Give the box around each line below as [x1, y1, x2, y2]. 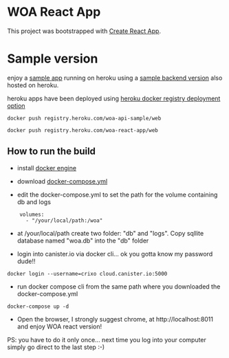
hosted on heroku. [7, 80, 59, 89]
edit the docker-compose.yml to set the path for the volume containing [17, 190, 218, 199]
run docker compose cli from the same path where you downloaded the [17, 282, 221, 291]
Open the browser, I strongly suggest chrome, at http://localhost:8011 [17, 315, 214, 323]
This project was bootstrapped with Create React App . [7, 27, 162, 35]
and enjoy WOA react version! [17, 322, 102, 331]
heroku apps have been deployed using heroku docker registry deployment [7, 94, 221, 102]
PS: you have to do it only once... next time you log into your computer [7, 335, 206, 344]
